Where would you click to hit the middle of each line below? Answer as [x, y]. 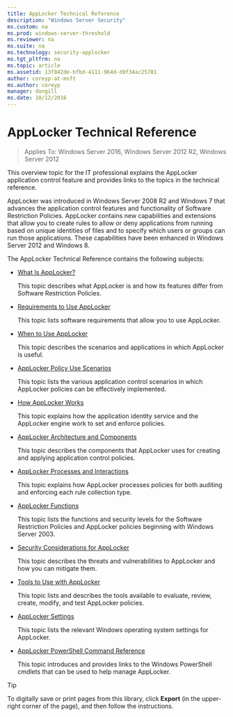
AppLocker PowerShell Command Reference [81, 650]
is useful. [30, 354]
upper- [211, 698]
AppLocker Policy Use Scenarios [64, 368]
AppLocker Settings [46, 616]
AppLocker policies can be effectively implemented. [92, 389]
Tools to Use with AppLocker [59, 582]
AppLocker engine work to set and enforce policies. [91, 423]
